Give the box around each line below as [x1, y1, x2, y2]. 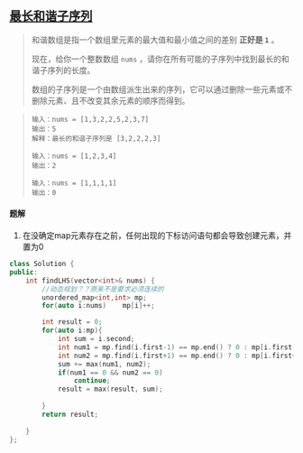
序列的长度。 [47, 64, 96, 75]
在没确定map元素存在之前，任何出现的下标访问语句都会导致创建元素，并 [22, 230, 292, 241]
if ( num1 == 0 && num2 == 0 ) [57, 368, 164, 377]
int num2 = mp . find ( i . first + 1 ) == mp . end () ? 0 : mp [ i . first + [57, 351, 297, 360]
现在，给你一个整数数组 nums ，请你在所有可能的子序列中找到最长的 [31, 53, 282, 64]
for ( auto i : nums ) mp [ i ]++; [41, 301, 155, 310]
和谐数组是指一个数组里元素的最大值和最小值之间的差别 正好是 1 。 [31, 34, 280, 45]
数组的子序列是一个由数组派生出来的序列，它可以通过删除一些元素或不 [31, 84, 293, 95]
